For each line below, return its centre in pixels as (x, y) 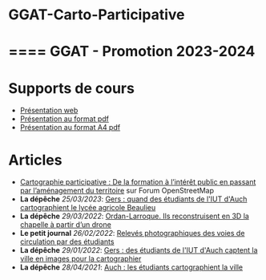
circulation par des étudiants (67, 241)
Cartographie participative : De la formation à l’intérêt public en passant (138, 182)
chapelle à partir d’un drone (66, 225)
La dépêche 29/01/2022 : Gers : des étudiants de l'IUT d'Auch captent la (139, 250)
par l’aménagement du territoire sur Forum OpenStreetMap (117, 191)
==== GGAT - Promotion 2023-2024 (132, 52)
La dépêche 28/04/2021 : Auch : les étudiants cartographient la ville (131, 267)
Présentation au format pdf (64, 119)
